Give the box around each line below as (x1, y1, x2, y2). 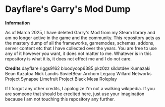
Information (5, 20, 30, 26)
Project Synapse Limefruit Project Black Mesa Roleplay (5, 76, 117, 82)
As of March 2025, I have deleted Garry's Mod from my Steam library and (5, 29, 155, 35)
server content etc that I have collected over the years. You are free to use (5, 45, 157, 51)
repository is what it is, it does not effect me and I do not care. (5, 55, 132, 61)
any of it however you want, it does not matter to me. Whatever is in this (5, 51, 152, 56)
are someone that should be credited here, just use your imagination (5, 91, 145, 97)
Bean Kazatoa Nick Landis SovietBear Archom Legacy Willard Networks (5, 70, 152, 76)
